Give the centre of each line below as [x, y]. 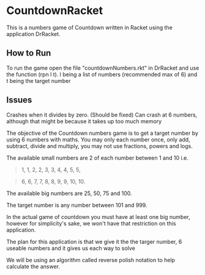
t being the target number [39, 80]
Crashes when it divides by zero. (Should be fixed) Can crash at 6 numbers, [102, 115]
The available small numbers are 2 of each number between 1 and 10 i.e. [97, 158]
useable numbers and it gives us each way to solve [71, 248]
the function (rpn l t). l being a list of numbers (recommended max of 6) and [102, 74]
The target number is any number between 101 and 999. [77, 205]
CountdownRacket [54, 11]
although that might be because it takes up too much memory [84, 121]
